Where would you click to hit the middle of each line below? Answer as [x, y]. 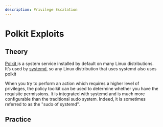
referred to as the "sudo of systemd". [43, 104]
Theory [17, 52]
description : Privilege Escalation [41, 10]
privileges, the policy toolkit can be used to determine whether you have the [82, 88]
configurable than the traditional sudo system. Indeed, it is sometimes [75, 99]
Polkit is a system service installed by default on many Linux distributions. [80, 63]
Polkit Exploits [35, 33]
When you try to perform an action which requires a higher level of [72, 83]
